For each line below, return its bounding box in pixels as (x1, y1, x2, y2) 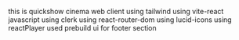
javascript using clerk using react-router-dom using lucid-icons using (8, 15, 233, 24)
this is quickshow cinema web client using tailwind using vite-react (8, 7, 224, 16)
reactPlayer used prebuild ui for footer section (8, 24, 157, 32)
